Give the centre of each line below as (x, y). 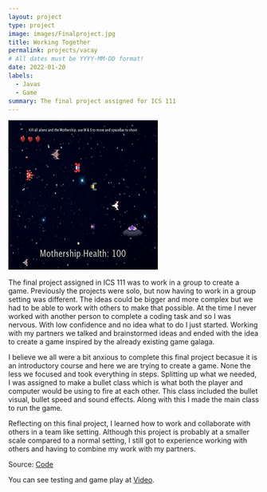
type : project (32, 25)
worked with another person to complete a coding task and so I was (120, 317)
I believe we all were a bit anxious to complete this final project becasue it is (133, 357)
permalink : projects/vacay (53, 51)
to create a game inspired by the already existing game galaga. (112, 342)
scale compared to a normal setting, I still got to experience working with (128, 441)
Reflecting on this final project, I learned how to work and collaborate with (130, 423)
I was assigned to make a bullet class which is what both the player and (126, 383)
